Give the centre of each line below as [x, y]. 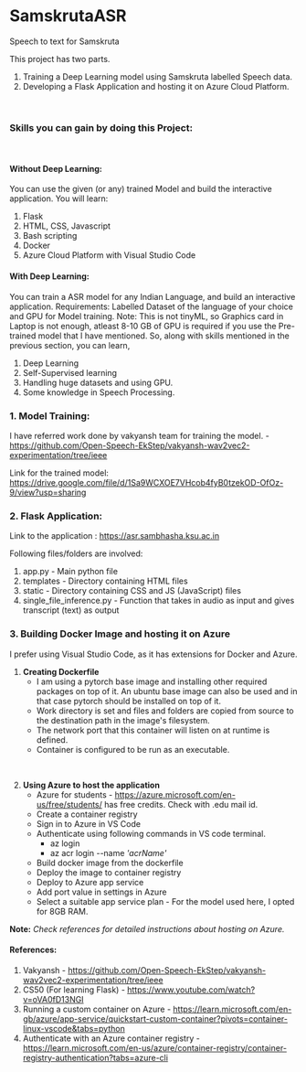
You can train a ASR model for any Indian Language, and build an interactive [153, 296]
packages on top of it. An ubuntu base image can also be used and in [167, 691]
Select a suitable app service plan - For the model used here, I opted [165, 901]
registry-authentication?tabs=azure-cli [95, 1057]
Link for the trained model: [59, 473]
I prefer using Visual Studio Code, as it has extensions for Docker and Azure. [153, 654]
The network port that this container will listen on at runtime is [153, 730]
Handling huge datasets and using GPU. [98, 382]
